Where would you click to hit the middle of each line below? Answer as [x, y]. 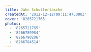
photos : [13, 24]
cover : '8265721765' [26, 19]
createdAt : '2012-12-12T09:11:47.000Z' [46, 14]
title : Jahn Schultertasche [34, 10]
